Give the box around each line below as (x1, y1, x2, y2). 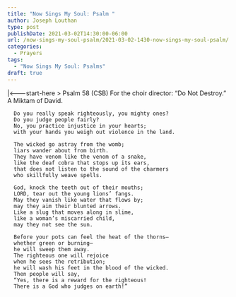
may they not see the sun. (13, 221, 93, 228)
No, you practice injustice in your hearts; (13, 122, 147, 129)
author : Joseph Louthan (7, 17, 78, 24)
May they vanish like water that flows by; (13, 196, 143, 203)
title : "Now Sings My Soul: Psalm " (7, 10, 115, 18)
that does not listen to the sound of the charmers (13, 165, 170, 173)
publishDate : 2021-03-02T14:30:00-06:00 (7, 30, 129, 37)
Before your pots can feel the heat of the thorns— (13, 234, 170, 241)
